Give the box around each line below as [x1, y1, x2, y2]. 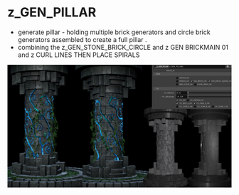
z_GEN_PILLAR [7, 4, 97, 21]
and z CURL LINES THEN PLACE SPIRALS [17, 51, 140, 59]
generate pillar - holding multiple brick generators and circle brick [17, 28, 211, 36]
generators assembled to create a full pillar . [17, 35, 147, 43]
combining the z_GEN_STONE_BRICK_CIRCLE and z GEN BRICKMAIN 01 [17, 43, 229, 51]
